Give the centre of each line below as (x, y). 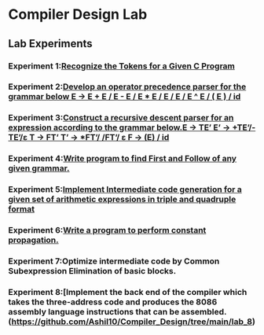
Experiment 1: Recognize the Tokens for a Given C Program (122, 66)
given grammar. (39, 168)
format (22, 209)
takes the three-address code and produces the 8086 (113, 302)
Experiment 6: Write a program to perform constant (107, 230)
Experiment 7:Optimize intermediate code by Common (114, 261)
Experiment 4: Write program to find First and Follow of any (123, 159)
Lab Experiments (50, 44)
